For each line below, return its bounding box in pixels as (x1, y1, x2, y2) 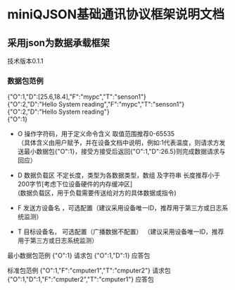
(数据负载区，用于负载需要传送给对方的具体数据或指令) (17, 188, 177, 198)
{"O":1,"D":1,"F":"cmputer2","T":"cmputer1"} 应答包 (7, 275, 155, 284)
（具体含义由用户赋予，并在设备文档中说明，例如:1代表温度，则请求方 (17, 138, 220, 147)
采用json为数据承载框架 (7, 37, 110, 49)
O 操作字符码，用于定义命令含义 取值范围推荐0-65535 (17, 130, 174, 138)
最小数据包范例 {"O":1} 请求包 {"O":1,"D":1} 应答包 (7, 251, 151, 260)
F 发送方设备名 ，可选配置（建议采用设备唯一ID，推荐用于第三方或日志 (17, 204, 222, 212)
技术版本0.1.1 (7, 57, 44, 65)
